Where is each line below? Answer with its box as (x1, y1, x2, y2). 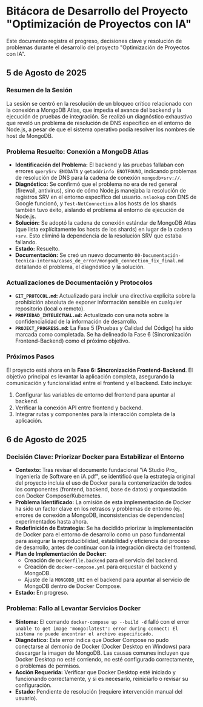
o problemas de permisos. (15, 662, 81, 669)
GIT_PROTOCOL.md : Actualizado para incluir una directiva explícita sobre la (15, 292, 196, 299)
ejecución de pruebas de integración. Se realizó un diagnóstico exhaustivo (6, 112, 193, 120)
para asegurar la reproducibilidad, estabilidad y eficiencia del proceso (15, 538, 190, 545)
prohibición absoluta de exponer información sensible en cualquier (15, 299, 182, 306)
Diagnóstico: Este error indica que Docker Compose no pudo (15, 636, 169, 643)
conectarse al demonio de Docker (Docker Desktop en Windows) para (15, 643, 191, 650)
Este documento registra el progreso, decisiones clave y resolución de (6, 37, 182, 44)
